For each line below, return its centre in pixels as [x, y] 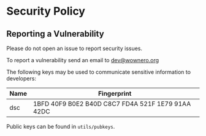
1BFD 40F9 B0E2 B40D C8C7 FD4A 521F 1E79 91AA [112, 104]
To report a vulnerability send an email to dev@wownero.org [83, 60]
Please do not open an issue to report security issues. [74, 48]
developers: [21, 78]
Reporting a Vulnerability [55, 34]
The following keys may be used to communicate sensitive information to [99, 72]
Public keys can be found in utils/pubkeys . [61, 127]
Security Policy [46, 11]
